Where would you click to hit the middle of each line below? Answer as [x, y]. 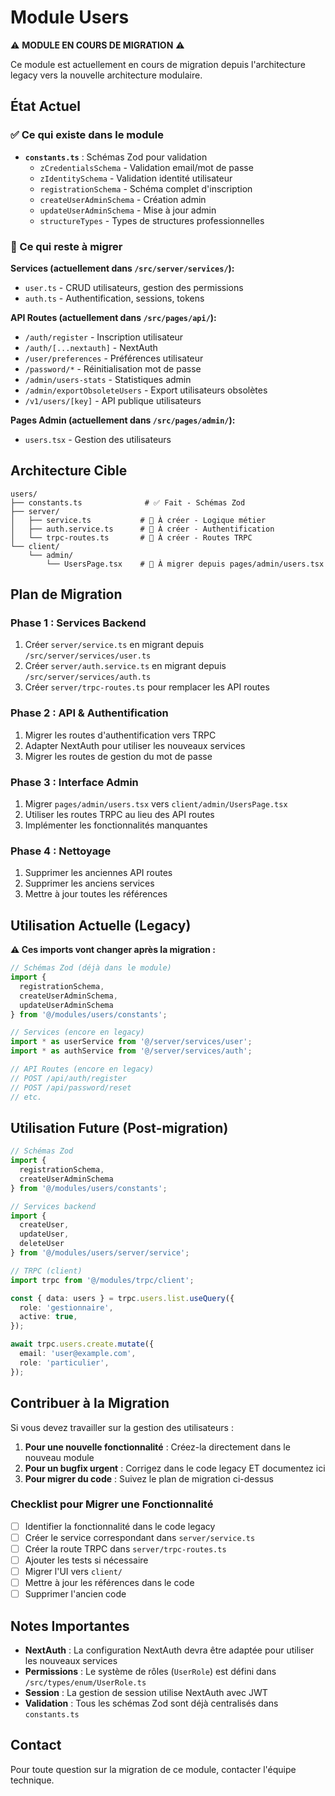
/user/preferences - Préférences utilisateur [114, 358]
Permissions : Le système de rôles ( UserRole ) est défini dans [150, 1672]
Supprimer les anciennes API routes [98, 873]
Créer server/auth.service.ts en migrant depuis [125, 666]
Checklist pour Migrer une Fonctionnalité [112, 1504]
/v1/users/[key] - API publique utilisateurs [113, 400]
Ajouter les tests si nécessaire [86, 1560]
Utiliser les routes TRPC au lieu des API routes [119, 815]
